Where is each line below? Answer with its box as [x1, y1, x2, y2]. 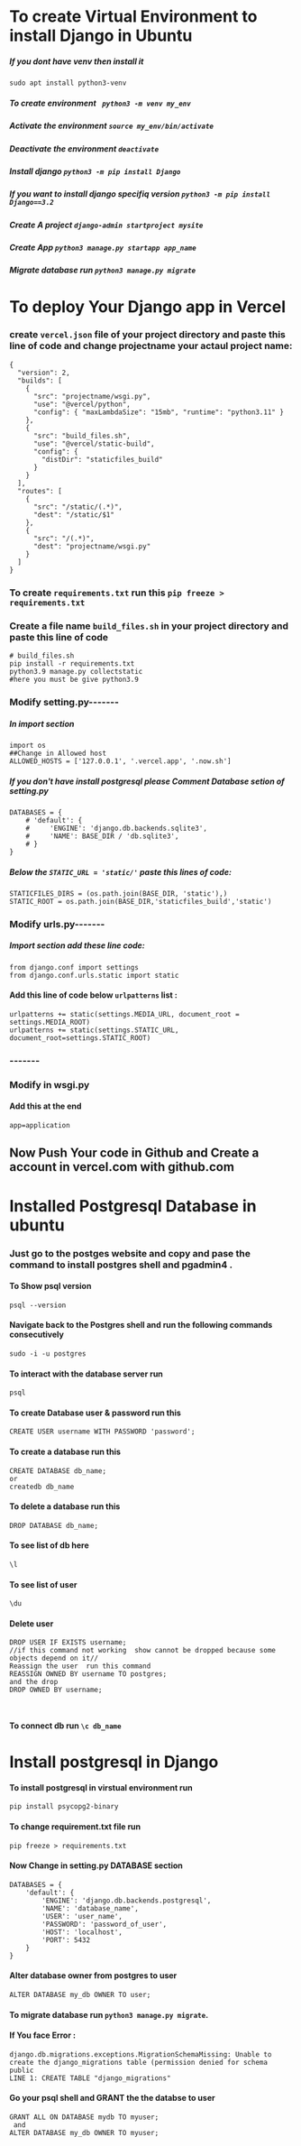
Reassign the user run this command [9, 1662, 151, 1671]
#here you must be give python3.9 [9, 675, 140, 685]
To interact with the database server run [9, 1368, 164, 1379]
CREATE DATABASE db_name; [9, 1466, 106, 1476]
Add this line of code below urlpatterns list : [9, 990, 178, 1000]
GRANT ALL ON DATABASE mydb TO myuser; [9, 2113, 160, 2122]
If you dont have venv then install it [9, 56, 144, 67]
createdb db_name [9, 1482, 75, 1491]
